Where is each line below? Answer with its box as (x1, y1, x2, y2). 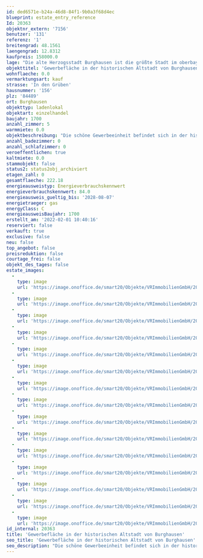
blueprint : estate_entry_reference (6, 15, 96, 21)
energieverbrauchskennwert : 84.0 (6, 189, 91, 195)
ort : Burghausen (6, 99, 47, 105)
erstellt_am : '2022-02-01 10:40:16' (6, 217, 98, 223)
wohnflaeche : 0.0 (6, 71, 50, 77)
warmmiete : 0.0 (6, 127, 45, 133)
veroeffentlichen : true (6, 149, 66, 155)
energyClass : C (6, 206, 45, 212)
